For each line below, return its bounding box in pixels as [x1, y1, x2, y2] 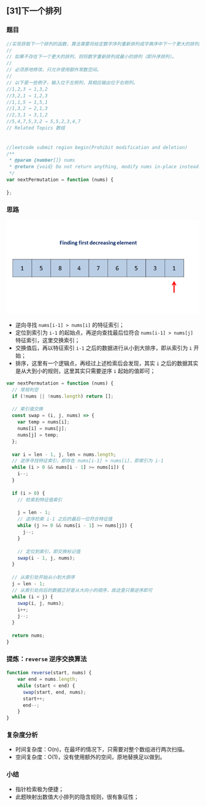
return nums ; [12, 632, 45, 639]
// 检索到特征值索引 [17, 496, 63, 503]
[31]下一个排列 [6, 6, 62, 17]
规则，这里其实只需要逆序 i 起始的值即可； [47, 367, 156, 374]
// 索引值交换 [12, 406, 44, 412]
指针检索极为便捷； [15, 785, 64, 793]
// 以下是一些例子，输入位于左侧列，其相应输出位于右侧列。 [6, 79, 138, 86]
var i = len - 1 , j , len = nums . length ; [12, 451, 116, 458]
